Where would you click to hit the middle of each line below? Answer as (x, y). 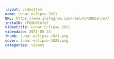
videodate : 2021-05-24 (28, 32)
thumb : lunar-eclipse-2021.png (37, 36)
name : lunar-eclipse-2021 (31, 14)
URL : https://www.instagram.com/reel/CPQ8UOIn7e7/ (57, 18)
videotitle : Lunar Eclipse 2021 (38, 27)
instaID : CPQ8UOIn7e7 (27, 23)
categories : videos (25, 45)
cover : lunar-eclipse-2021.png (37, 41)
